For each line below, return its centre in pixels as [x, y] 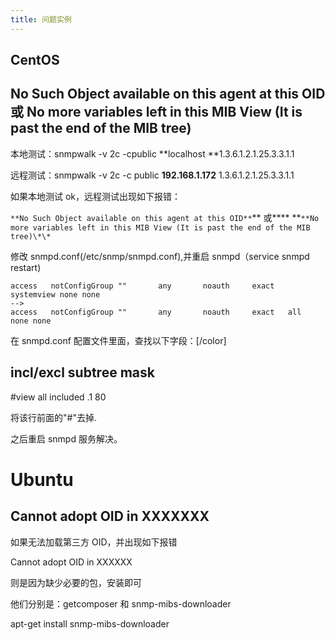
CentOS [35, 60]
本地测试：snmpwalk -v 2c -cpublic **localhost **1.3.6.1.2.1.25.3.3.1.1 [152, 153]
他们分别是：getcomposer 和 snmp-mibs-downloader [121, 603]
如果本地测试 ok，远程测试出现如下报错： [96, 196]
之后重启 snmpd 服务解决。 [66, 438]
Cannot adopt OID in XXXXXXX [110, 516]
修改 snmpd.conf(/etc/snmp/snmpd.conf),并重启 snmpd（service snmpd [160, 256]
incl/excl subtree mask [82, 372]
